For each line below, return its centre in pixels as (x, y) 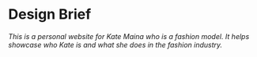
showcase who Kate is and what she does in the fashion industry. (115, 45)
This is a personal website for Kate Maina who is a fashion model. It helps (129, 36)
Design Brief (50, 14)
